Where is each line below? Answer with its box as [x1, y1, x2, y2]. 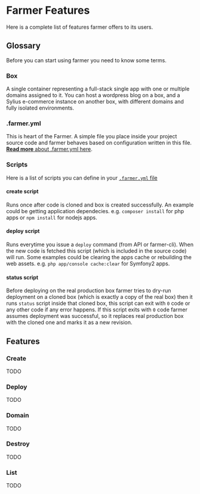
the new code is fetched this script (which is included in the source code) [6, 247, 187, 254]
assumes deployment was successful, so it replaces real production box [6, 313, 184, 320]
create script [6, 188, 39, 195]
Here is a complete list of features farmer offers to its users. [6, 23, 153, 31]
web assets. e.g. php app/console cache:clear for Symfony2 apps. [6, 260, 170, 267]
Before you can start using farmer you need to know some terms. [6, 56, 167, 63]
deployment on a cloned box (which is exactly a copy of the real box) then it [6, 293, 193, 301]
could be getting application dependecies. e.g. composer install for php [6, 207, 184, 214]
